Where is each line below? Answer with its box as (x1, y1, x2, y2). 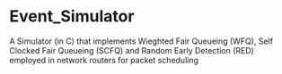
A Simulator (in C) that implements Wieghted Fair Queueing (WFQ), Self (9, 36, 274, 46)
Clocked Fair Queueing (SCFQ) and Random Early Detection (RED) (9, 45, 254, 55)
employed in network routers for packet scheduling (9, 54, 199, 65)
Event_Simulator (9, 6, 135, 27)
